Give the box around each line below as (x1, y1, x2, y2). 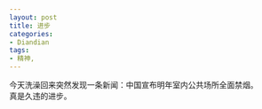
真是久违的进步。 (9, 90, 72, 101)
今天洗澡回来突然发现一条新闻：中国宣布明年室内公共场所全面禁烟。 (9, 80, 258, 90)
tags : (9, 46, 29, 55)
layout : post (9, 12, 58, 22)
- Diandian (9, 37, 50, 47)
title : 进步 (9, 21, 51, 30)
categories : (9, 29, 53, 38)
